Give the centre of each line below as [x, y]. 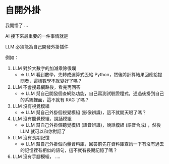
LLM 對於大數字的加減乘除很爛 [44, 68]
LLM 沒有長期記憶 [31, 137]
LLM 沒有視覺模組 [31, 106]
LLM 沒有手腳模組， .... [36, 156]
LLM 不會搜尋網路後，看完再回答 [46, 87]
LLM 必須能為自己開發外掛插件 [37, 46]
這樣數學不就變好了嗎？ [58, 81]
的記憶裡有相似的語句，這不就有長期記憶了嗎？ [69, 150]
